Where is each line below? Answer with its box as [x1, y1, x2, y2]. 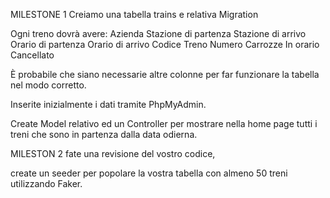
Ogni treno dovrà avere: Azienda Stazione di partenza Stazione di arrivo [10, 28, 307, 39]
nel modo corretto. [10, 79, 87, 91]
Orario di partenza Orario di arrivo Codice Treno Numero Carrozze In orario [10, 39, 320, 50]
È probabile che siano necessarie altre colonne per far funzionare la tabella [10, 69, 320, 80]
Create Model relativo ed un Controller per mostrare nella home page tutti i [10, 118, 318, 129]
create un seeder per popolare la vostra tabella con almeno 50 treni [10, 167, 288, 179]
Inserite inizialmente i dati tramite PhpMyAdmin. [10, 99, 207, 110]
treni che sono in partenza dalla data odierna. [10, 129, 198, 140]
